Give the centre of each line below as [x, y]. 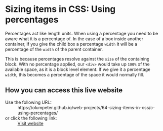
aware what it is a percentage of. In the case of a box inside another [74, 39]
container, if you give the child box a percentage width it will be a [71, 44]
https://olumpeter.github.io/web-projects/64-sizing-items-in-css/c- [86, 107]
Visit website [30, 123]
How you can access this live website [64, 90]
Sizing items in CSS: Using [61, 9]
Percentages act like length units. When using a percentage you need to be [81, 33]
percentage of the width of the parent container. [54, 49]
